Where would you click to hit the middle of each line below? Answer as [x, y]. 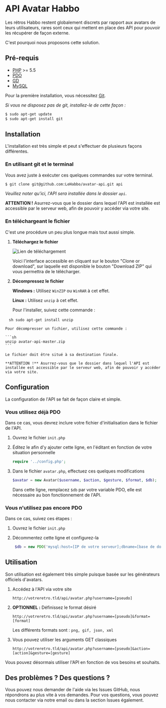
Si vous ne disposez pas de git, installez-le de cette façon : [66, 105]
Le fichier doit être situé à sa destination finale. [62, 354]
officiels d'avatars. [24, 579]
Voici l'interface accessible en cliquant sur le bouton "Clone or [76, 261]
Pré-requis [22, 58]
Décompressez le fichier [38, 281]
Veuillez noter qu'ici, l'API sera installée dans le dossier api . [66, 193]
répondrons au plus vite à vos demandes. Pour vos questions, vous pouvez [82, 695]
